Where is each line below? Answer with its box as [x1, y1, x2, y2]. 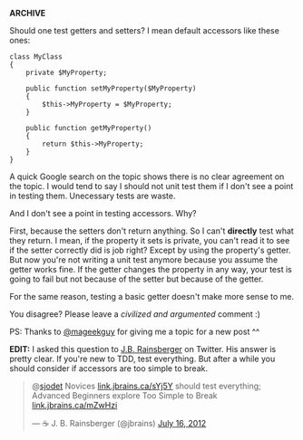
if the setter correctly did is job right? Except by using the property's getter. [9, 244, 291, 255]
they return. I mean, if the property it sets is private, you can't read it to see [9, 235, 290, 245]
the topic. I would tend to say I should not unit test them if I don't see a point [9, 181, 294, 191]
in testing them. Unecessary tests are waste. [9, 190, 176, 201]
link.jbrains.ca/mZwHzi [31, 400, 118, 410]
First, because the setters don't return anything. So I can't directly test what [9, 225, 295, 236]
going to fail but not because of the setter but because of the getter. [9, 273, 264, 284]
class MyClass [9, 53, 64, 62]
